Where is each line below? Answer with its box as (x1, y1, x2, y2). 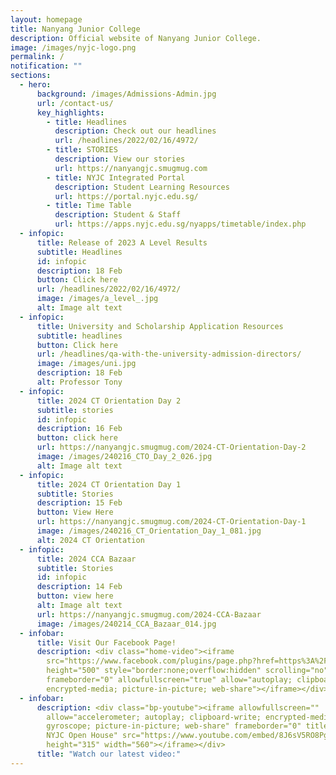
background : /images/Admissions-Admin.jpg (36, 89, 217, 99)
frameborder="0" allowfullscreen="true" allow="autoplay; (46, 675, 293, 685)
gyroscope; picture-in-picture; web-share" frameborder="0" (46, 721, 302, 731)
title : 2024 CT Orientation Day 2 (36, 396, 182, 406)
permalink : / (10, 52, 65, 62)
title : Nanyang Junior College (10, 24, 141, 34)
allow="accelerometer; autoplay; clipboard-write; (46, 712, 262, 722)
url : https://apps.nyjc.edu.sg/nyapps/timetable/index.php (54, 219, 307, 230)
